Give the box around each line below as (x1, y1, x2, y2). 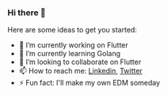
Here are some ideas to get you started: (7, 25, 138, 35)
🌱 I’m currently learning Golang (18, 49, 120, 59)
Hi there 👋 (7, 7, 47, 18)
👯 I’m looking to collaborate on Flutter (18, 57, 142, 66)
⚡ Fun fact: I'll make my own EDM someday (18, 78, 160, 88)
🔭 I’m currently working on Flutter (18, 40, 128, 50)
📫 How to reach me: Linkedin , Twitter (18, 66, 143, 76)
